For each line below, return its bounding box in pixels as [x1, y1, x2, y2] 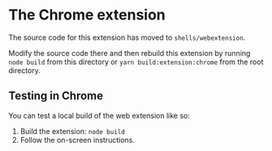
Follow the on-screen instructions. [19, 135, 136, 145]
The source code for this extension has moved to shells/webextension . [8, 32, 246, 42]
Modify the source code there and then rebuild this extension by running [8, 48, 251, 58]
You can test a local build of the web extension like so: [8, 110, 191, 120]
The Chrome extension [8, 6, 166, 24]
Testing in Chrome [8, 89, 104, 103]
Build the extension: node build [19, 126, 126, 136]
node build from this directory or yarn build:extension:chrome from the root [8, 57, 264, 67]
